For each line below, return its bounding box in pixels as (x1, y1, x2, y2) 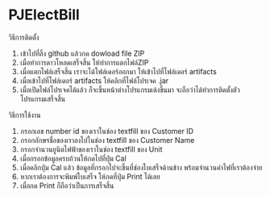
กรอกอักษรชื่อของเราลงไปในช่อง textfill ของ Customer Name (19, 135, 195, 145)
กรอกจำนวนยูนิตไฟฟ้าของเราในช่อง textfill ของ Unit (19, 144, 163, 154)
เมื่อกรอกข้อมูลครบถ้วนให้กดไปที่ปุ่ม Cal (19, 153, 127, 163)
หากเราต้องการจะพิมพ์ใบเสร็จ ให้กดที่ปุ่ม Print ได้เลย (19, 171, 160, 181)
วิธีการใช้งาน (8, 110, 41, 119)
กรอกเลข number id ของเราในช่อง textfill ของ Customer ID (19, 126, 194, 136)
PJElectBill (8, 6, 81, 24)
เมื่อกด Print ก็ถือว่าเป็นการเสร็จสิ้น (19, 180, 114, 191)
